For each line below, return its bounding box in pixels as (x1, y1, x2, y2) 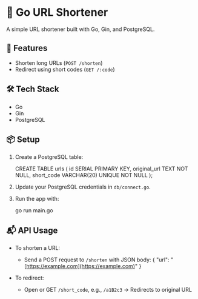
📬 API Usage (6, 225, 58, 235)
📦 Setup (6, 134, 41, 144)
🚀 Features (6, 43, 48, 53)
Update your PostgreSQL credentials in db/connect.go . (15, 183, 151, 190)
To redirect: (15, 274, 44, 281)
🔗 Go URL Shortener (6, 5, 108, 19)
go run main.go (15, 207, 53, 214)
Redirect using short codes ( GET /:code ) (15, 66, 115, 73)
